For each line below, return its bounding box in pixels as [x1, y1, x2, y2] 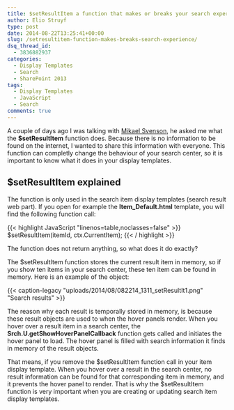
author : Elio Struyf [7, 17, 68, 24]
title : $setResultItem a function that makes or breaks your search [7, 10, 210, 17]
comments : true [7, 107, 52, 114]
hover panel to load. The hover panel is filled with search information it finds [7, 336, 226, 345]
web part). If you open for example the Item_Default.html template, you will [7, 202, 225, 211]
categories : [7, 56, 42, 63]
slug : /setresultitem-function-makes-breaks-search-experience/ [7, 36, 198, 43]
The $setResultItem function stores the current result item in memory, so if [7, 257, 221, 266]
